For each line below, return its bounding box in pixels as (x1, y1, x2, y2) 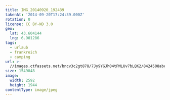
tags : (5, 40, 17, 45)
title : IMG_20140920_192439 (5, 7, 65, 13)
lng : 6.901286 (10, 36, 39, 41)
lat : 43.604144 (10, 31, 42, 36)
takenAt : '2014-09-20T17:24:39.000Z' (5, 12, 85, 17)
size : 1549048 (5, 69, 35, 74)
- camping (10, 54, 30, 60)
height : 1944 (10, 82, 37, 87)
